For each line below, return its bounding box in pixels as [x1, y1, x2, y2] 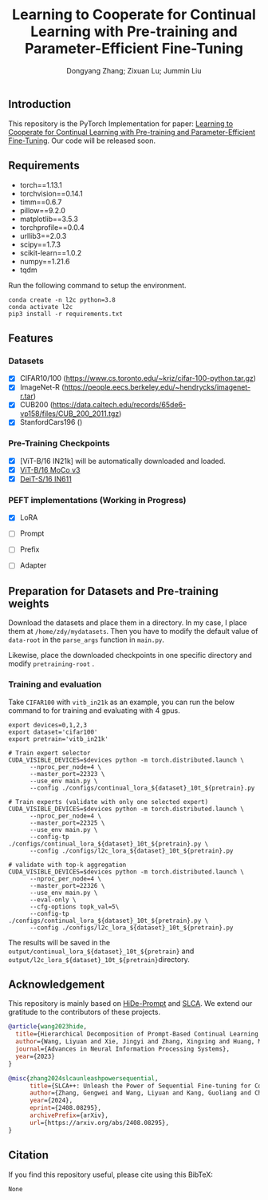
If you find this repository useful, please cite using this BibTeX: [8, 1170, 214, 1179]
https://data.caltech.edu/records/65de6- [52, 400, 186, 410]
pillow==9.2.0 [19, 205, 66, 215]
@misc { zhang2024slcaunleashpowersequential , [8, 1074, 159, 1083]
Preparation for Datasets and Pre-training [8, 584, 219, 598]
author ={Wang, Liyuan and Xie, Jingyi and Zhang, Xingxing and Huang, [15, 1038, 255, 1046]
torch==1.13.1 [19, 180, 62, 189]
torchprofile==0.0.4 [19, 222, 85, 232]
